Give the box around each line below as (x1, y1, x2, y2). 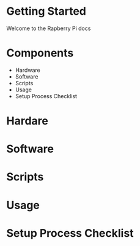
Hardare (6, 114, 49, 128)
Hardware (15, 66, 41, 74)
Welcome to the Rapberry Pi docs (6, 25, 91, 32)
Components (6, 46, 74, 60)
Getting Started (6, 4, 87, 18)
